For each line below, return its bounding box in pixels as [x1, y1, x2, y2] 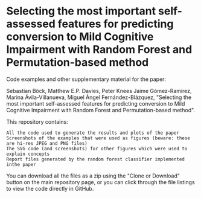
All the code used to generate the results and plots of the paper [6, 130, 180, 136]
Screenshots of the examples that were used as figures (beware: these [6, 135, 190, 141]
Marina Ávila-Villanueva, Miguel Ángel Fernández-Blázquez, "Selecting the [6, 94, 192, 101]
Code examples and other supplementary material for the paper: [6, 75, 167, 83]
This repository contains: [6, 118, 68, 125]
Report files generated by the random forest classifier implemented [6, 156, 185, 162]
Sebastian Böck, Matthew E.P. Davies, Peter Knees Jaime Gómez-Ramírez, [6, 87, 192, 94]
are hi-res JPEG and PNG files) [6, 140, 88, 146]
